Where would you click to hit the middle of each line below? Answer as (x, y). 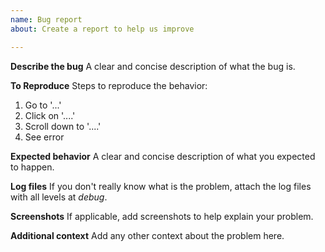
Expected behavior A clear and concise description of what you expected (163, 156)
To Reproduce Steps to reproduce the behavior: (109, 85)
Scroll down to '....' (63, 126)
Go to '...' (43, 105)
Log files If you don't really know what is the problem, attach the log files (161, 186)
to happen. (32, 167)
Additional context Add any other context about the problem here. (147, 235)
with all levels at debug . (59, 197)
